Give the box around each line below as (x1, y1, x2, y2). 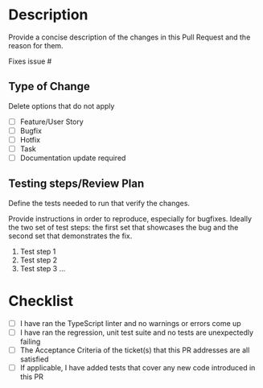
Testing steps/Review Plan (8, 177, 145, 191)
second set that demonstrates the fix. (8, 231, 133, 241)
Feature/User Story (19, 117, 84, 126)
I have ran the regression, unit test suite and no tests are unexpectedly (19, 328, 254, 337)
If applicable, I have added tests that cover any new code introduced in (19, 363, 256, 372)
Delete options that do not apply (8, 101, 115, 110)
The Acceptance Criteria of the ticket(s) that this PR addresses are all (19, 345, 250, 355)
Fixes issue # (8, 56, 52, 66)
